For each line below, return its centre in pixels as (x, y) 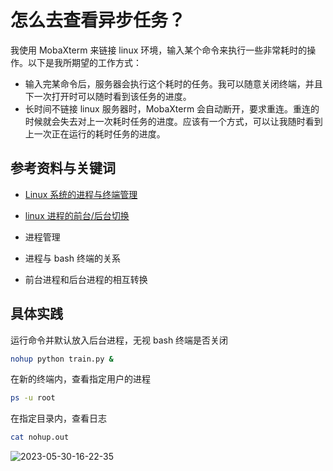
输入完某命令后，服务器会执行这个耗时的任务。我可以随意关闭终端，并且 (173, 83)
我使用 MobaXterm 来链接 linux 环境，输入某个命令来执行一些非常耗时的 (159, 50)
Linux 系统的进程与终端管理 (81, 194)
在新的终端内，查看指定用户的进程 (80, 379)
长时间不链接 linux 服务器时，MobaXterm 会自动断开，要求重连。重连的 (172, 108)
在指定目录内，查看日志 (58, 418)
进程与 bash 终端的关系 (72, 258)
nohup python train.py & (62, 359)
